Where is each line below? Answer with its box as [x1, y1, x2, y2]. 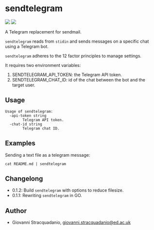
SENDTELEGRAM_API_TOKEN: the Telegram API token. [12, 71, 122, 78]
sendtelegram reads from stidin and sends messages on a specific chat [5, 38, 149, 44]
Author [5, 207, 27, 215]
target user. [12, 82, 35, 88]
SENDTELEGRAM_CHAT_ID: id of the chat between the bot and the [12, 77, 146, 82]
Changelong [5, 174, 43, 182]
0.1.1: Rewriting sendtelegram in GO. [12, 193, 83, 198]
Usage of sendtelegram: [5, 109, 53, 114]
